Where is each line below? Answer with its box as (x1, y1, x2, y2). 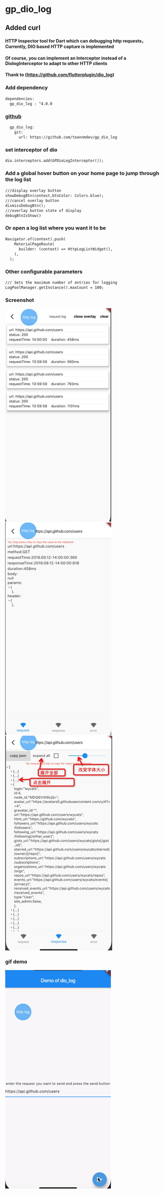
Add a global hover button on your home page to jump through (5, 170, 159, 177)
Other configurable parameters (5, 268, 82, 275)
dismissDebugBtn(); (5, 203, 46, 208)
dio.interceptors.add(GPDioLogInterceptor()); (5, 158, 104, 163)
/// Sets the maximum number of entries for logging (5, 280, 117, 285)
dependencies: (5, 96, 35, 101)
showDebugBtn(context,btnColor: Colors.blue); (5, 193, 104, 198)
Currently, (5, 43, 27, 49)
